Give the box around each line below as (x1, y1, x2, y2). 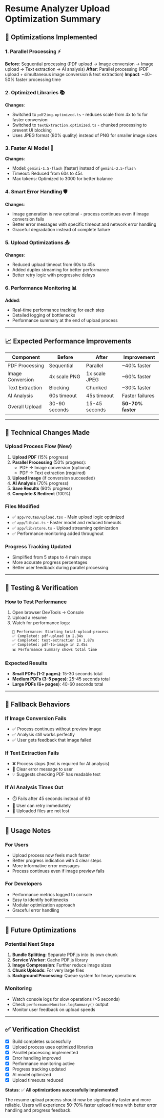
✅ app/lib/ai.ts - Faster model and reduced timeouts (12, 520, 122, 526)
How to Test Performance (5, 598, 67, 605)
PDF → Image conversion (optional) (19, 464, 91, 470)
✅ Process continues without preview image (12, 726, 102, 732)
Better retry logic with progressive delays (12, 272, 95, 278)
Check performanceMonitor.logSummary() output (12, 1001, 109, 1007)
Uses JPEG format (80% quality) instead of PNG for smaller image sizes (12, 133, 157, 138)
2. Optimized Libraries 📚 (5, 89, 65, 96)
